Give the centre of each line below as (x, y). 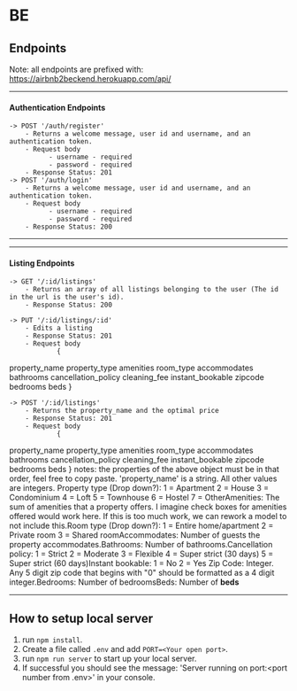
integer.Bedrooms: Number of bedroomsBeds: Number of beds (124, 582)
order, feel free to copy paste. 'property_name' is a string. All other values (143, 478)
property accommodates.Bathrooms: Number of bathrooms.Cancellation (141, 545)
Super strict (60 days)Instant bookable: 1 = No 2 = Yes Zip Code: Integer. (141, 563)
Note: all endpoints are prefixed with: (76, 69)
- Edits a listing (59, 329)
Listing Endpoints (42, 263)
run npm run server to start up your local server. (109, 659)
